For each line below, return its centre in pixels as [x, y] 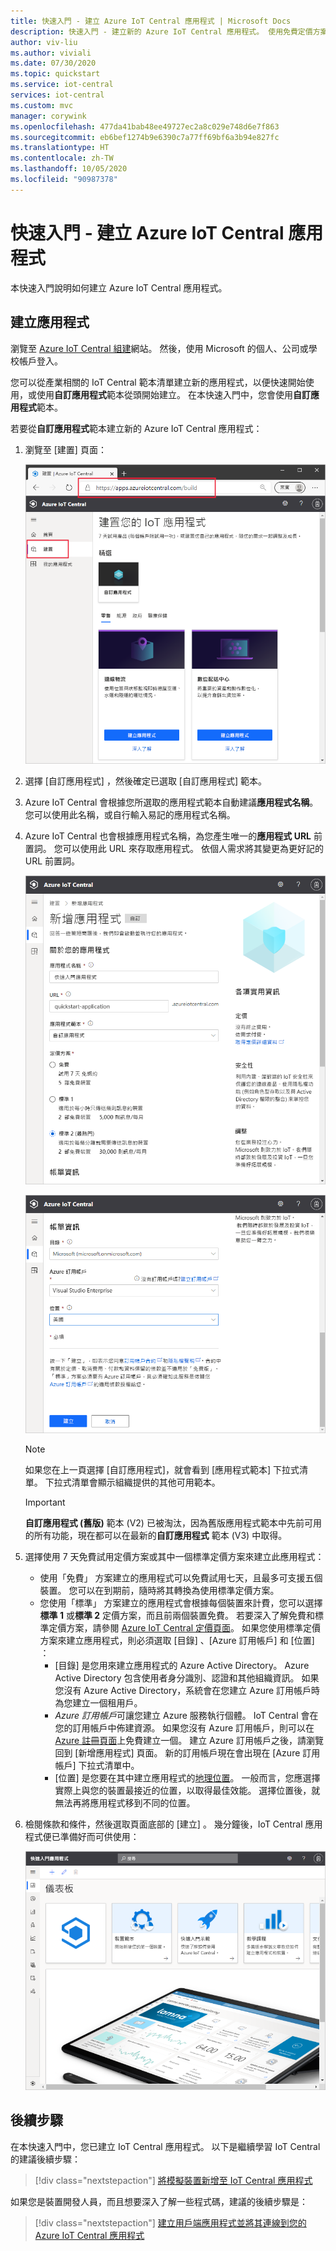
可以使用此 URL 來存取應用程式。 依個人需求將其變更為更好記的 [193, 848]
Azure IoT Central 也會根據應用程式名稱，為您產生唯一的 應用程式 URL [168, 836]
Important [45, 1502]
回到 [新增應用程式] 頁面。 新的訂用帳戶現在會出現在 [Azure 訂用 [187, 1753]
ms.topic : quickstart [55, 74]
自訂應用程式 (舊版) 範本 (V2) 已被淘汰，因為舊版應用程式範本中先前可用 [173, 1523]
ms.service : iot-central [62, 85]
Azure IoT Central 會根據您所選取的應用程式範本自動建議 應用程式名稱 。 [171, 802]
